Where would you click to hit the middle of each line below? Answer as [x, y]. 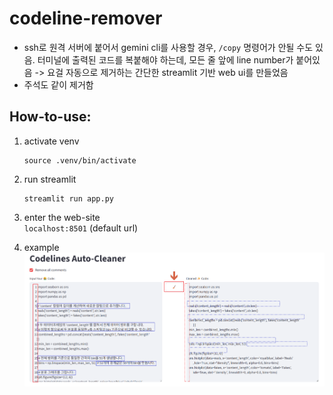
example [41, 247]
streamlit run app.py [68, 198]
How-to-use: [50, 117]
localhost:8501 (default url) [81, 228]
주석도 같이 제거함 [58, 84]
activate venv [51, 141]
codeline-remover [86, 18]
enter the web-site [62, 217]
